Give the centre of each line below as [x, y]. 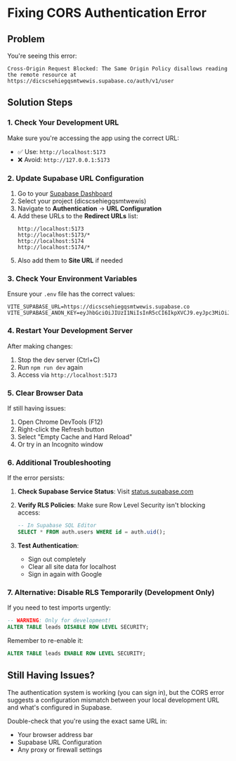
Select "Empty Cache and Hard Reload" [75, 436]
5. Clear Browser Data [45, 393]
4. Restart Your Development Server [70, 331]
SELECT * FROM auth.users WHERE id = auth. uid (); [92, 532]
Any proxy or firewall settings [60, 749]
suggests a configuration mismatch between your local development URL [113, 700]
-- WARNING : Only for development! [59, 621]
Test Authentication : [48, 545]
